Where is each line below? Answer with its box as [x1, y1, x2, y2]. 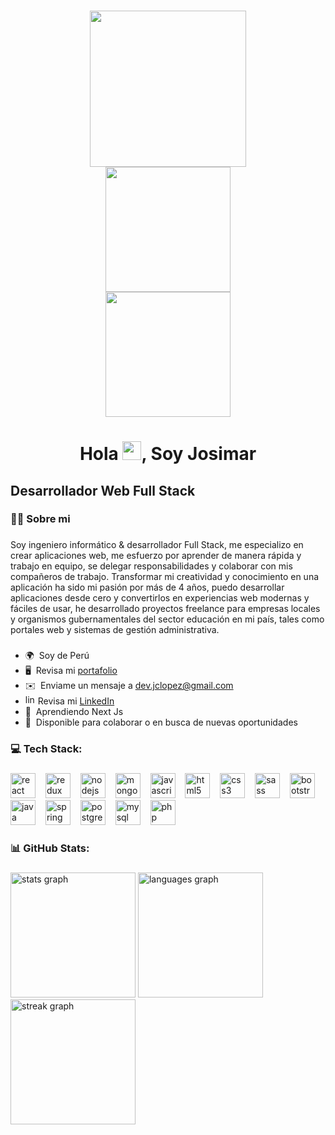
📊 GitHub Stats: [10, 841, 90, 855]
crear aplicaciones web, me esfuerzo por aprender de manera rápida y [10, 550, 302, 562]
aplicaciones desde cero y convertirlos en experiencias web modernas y [10, 592, 310, 604]
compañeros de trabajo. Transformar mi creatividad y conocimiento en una [10, 571, 320, 583]
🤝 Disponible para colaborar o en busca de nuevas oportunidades [24, 716, 298, 729]
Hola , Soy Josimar [79, 443, 257, 465]
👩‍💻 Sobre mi [10, 512, 71, 526]
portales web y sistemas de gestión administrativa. [10, 624, 220, 636]
